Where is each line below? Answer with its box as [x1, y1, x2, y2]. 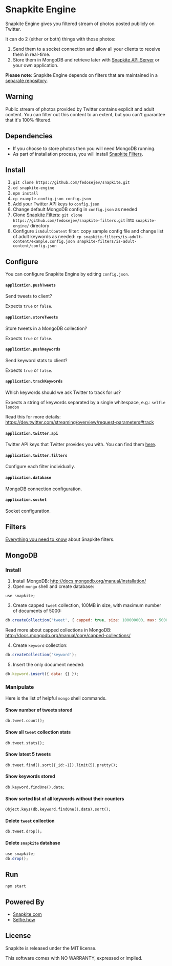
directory [30, 223, 50, 229]
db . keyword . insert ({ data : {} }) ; [5, 671, 79, 677]
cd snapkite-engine [12, 185, 55, 191]
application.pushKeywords [5, 347, 60, 352]
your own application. [12, 62, 59, 68]
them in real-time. [12, 51, 51, 57]
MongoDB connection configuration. [5, 486, 82, 492]
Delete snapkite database [5, 840, 60, 846]
